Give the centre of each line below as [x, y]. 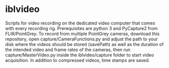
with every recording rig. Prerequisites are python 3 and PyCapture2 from [81, 28]
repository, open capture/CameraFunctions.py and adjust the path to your [81, 39]
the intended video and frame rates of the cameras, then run [68, 49]
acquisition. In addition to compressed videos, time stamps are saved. [77, 60]
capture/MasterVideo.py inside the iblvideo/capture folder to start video [80, 55]
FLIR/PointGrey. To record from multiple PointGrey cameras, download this [82, 33]
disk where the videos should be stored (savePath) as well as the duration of [84, 44]
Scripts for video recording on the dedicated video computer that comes [80, 23]
